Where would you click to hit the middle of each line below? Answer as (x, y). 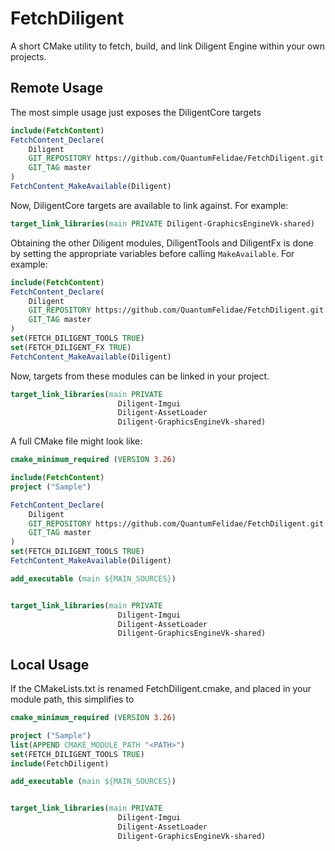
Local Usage (50, 664)
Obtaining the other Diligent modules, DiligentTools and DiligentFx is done (162, 243)
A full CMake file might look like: (76, 441)
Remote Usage (57, 88)
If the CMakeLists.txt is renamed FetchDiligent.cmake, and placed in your (161, 689)
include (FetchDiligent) (60, 763)
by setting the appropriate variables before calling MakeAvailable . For (152, 253)
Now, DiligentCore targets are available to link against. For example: (149, 205)
